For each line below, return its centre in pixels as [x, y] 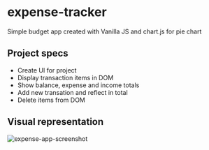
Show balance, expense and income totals [78, 85]
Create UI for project [47, 70]
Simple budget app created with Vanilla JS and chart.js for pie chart [104, 31]
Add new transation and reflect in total [72, 92]
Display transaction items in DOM [65, 77]
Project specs [38, 53]
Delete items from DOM [51, 100]
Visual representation [56, 122]
